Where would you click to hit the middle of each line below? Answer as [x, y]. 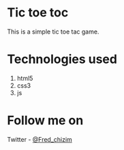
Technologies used [62, 59]
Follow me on [45, 121]
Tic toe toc [38, 13]
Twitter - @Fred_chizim [40, 139]
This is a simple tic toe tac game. [53, 32]
